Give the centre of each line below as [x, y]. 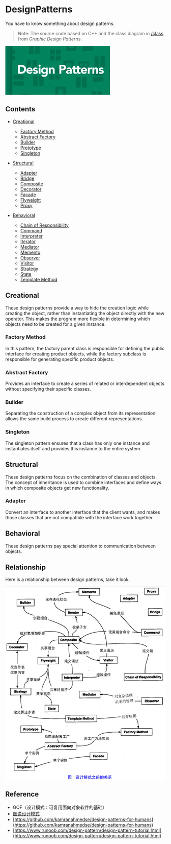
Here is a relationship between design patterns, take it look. [68, 580]
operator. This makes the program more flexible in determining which [78, 319]
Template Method [39, 279]
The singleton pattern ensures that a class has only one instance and [78, 443]
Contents [20, 109]
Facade [28, 195]
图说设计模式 [26, 813]
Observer [30, 258]
